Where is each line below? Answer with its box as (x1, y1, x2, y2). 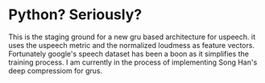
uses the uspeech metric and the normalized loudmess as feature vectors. (8, 40, 255, 49)
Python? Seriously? (8, 6, 143, 24)
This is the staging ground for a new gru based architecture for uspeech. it (8, 32, 256, 41)
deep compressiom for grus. (8, 65, 103, 75)
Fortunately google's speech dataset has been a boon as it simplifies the (8, 49, 250, 58)
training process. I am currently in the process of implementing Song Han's (8, 57, 258, 67)
